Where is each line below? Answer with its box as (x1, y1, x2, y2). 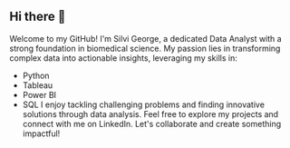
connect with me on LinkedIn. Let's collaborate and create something (22, 118, 282, 129)
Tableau (22, 79, 53, 91)
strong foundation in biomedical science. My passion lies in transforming (9, 43, 281, 54)
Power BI (22, 89, 57, 100)
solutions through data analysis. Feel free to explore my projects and (22, 108, 279, 119)
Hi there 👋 (9, 9, 66, 25)
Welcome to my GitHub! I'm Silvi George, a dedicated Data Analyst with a (9, 33, 283, 44)
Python (22, 70, 50, 81)
